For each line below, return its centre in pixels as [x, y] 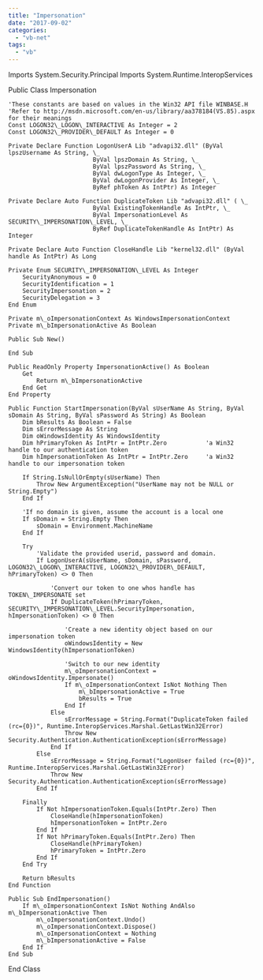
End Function [30, 885]
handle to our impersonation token [67, 464]
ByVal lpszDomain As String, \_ [146, 160]
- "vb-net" [33, 38]
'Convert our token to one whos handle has [122, 588]
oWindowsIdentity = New [104, 644]
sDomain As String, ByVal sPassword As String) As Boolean [107, 415]
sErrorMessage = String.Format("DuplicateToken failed [156, 719]
